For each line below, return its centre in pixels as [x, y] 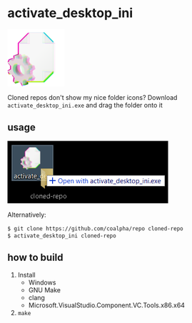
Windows [42, 282]
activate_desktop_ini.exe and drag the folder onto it [85, 105]
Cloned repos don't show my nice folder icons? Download [92, 97]
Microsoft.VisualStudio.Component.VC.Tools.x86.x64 [107, 305]
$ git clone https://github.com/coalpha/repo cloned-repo [95, 229]
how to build [35, 258]
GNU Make [44, 289]
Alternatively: [27, 215]
